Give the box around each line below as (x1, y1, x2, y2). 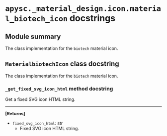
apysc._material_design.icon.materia (5, 4, 162, 13)
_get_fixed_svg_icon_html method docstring (5, 85, 113, 92)
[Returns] (5, 111, 26, 117)
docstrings (69, 13, 116, 24)
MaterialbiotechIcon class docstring (5, 60, 119, 68)
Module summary (5, 32, 61, 41)
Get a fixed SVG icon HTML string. (5, 96, 76, 102)
